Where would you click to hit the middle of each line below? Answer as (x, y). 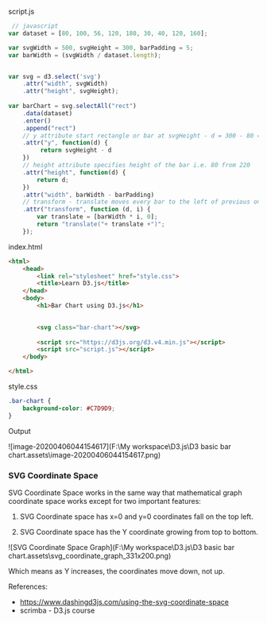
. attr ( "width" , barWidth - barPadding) (89, 195)
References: (28, 586)
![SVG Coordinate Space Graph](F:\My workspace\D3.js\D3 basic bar (122, 547)
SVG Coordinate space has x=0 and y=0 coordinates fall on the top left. (136, 517)
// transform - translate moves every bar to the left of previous (136, 202)
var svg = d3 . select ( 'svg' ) (55, 76)
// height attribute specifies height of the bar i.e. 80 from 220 (136, 165)
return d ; (53, 180)
